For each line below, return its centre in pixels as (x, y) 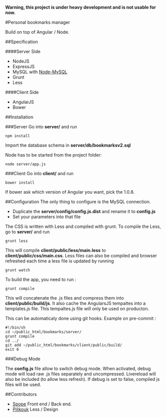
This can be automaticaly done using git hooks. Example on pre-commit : (81, 318)
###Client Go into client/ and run (39, 173)
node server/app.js (26, 164)
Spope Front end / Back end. (42, 404)
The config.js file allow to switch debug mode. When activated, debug (78, 369)
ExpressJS (24, 66)
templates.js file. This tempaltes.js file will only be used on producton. (77, 309)
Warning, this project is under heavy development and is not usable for (81, 7)
